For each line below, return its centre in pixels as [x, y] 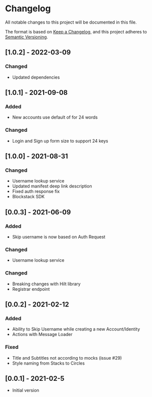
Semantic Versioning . [26, 37]
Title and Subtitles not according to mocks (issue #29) [67, 358]
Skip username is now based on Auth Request [59, 237]
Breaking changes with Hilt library [46, 284]
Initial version [25, 390]
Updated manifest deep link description [52, 186]
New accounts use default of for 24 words [55, 117]
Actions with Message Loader [42, 335]
